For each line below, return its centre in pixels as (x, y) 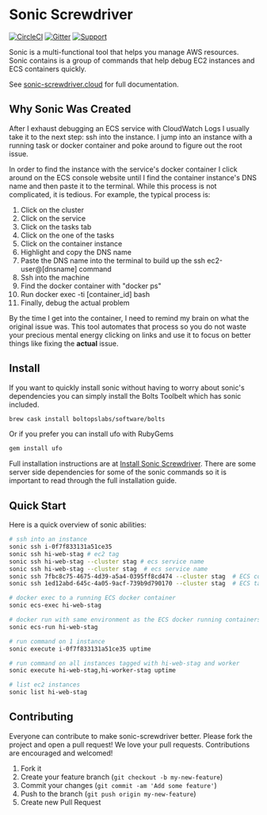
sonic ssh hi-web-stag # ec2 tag (64, 554)
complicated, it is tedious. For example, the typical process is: (110, 194)
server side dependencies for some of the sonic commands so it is (118, 472)
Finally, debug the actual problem (75, 303)
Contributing (41, 717)
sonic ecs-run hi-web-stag (53, 627)
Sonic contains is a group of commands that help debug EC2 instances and (132, 60)
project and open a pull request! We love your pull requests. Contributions (130, 744)
